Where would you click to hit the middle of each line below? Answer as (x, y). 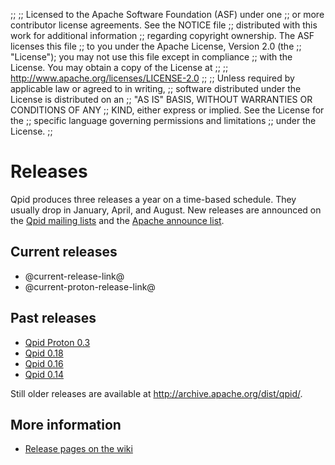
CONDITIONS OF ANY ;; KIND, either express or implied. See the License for (167, 110)
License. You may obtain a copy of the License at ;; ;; (119, 67)
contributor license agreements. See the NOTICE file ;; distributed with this (164, 25)
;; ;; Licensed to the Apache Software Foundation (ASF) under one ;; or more (167, 14)
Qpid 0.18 (44, 353)
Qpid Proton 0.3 (57, 342)
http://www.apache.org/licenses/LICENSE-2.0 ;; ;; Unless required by (152, 78)
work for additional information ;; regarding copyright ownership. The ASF (162, 35)
